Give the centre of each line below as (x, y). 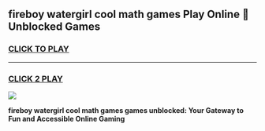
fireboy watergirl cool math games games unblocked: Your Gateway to (126, 110)
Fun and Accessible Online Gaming (67, 118)
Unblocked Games (54, 27)
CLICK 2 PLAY (35, 78)
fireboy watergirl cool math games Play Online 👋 (129, 15)
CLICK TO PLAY (39, 49)
